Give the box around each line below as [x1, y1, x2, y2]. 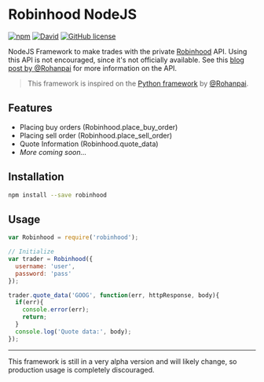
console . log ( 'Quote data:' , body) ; [15, 328, 132, 336]
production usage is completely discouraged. [8, 365, 155, 374]
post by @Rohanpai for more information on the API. [8, 63, 178, 72]
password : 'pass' [15, 270, 72, 277]
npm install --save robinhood [8, 191, 108, 199]
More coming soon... [19, 147, 87, 156]
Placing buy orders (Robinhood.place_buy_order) [19, 122, 178, 131]
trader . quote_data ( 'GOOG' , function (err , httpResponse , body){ [8, 291, 220, 299]
